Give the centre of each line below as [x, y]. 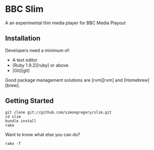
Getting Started [29, 101]
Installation [23, 38]
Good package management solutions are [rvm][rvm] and [64, 80]
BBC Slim [24, 9]
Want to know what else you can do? [43, 134]
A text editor [25, 60]
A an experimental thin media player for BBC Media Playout [65, 23]
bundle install [21, 121]
